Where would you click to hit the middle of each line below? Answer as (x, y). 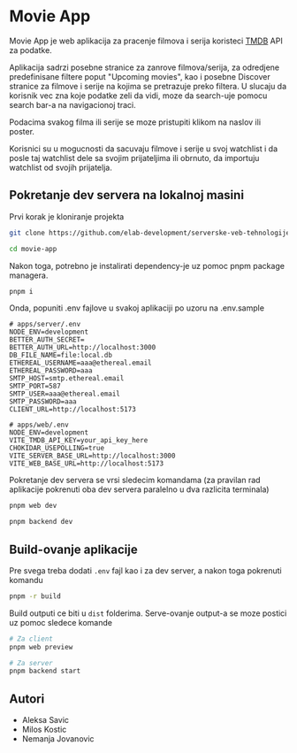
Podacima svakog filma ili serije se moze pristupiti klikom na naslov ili (135, 122)
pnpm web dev (33, 506)
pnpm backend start (45, 671)
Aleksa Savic (45, 720)
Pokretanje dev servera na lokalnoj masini (127, 195)
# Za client (31, 639)
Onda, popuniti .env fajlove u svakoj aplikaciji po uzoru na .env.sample (137, 308)
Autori (27, 699)
